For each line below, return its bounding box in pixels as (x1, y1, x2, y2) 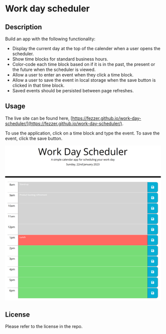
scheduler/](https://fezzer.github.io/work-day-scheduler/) (5, 120, 123, 127)
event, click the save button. (5, 135, 63, 141)
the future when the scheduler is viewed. (12, 67, 96, 72)
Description (5, 23, 42, 31)
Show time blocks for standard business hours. (12, 56, 109, 62)
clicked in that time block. (12, 82, 65, 88)
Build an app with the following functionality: (5, 36, 95, 42)
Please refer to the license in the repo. (5, 324, 83, 330)
